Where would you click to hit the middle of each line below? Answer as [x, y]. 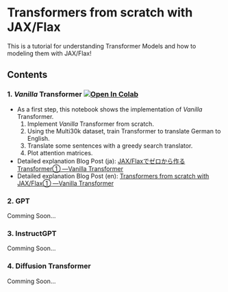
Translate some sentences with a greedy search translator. [110, 146]
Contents [27, 75]
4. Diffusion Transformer [49, 266]
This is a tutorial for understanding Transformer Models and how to [102, 46]
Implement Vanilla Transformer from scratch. [90, 124]
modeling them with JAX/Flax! [49, 53]
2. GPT [18, 201]
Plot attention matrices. [60, 152]
